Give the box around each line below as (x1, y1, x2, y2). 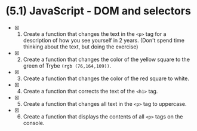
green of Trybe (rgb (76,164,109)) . (23, 62, 112, 69)
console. (23, 119, 45, 126)
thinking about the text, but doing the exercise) (23, 43, 138, 50)
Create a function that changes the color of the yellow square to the (23, 56, 190, 63)
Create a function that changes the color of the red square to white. (23, 75, 189, 82)
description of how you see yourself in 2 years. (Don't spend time (23, 36, 184, 44)
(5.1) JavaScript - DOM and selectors (5, 4, 192, 18)
